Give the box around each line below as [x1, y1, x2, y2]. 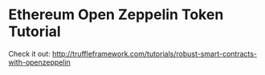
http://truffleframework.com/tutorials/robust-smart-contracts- [51, 49, 258, 58]
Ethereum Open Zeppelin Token [8, 6, 224, 24]
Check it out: [8, 49, 51, 58]
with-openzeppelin [8, 57, 71, 67]
